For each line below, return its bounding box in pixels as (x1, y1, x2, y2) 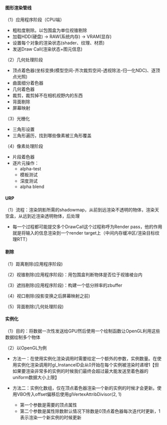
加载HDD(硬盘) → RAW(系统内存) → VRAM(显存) (12, 34, 112, 40)
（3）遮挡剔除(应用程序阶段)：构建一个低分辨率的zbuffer (5, 282, 122, 288)
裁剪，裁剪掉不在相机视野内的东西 (12, 93, 83, 99)
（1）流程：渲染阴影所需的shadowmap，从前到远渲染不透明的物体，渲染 (5, 207, 155, 213)
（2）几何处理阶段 (5, 57, 43, 63)
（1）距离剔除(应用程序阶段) (5, 261, 63, 267)
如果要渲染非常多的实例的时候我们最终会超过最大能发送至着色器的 (12, 368, 148, 374)
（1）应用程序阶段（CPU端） (5, 17, 65, 23)
